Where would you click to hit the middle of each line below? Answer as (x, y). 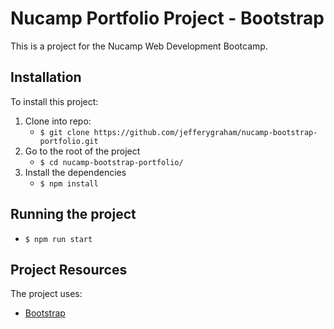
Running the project (73, 214)
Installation (46, 77)
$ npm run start (58, 239)
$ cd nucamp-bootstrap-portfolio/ (111, 162)
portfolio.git (69, 141)
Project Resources (69, 269)
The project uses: (46, 294)
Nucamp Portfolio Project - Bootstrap (167, 18)
